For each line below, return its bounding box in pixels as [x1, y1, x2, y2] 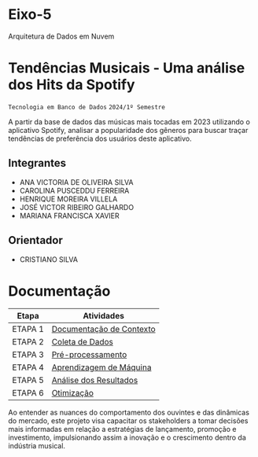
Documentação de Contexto [51, 324, 156, 335]
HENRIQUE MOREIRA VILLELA [19, 194, 118, 204]
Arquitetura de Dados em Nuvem [8, 31, 115, 41]
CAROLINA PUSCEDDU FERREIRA [19, 186, 130, 195]
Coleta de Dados [51, 337, 114, 348]
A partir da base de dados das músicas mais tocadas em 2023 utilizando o [8, 116, 250, 127]
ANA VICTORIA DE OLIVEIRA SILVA [19, 177, 134, 186]
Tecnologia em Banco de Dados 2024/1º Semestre [8, 103, 165, 111]
